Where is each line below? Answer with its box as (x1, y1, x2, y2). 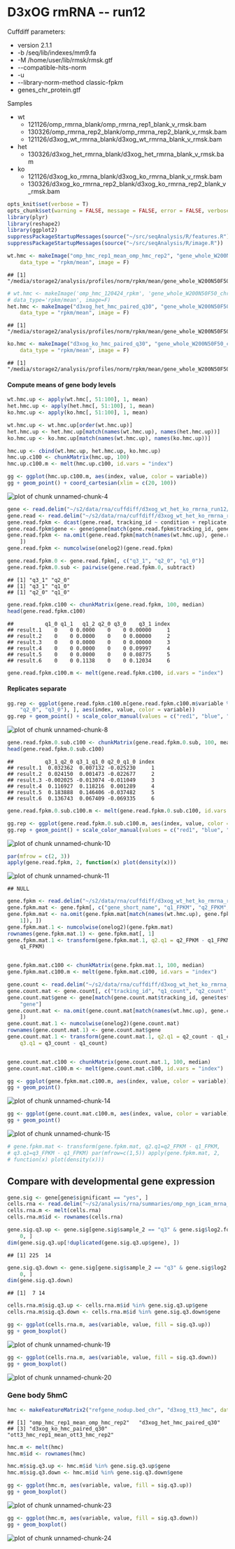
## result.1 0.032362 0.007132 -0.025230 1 (7, 764, 155, 771)
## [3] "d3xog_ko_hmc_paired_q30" (7, 1425, 108, 1432)
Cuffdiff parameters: (7, 27, 66, 36)
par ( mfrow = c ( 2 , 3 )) (7, 852, 71, 860)
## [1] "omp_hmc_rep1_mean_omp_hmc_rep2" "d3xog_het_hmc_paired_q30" (7, 1419, 220, 1426)
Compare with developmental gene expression (7, 1176, 215, 1188)
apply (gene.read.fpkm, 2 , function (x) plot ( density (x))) (7, 859, 177, 866)
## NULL (7, 885, 30, 893)
